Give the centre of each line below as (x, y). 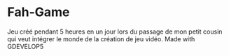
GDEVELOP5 (26, 46)
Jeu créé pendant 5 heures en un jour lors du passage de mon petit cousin (115, 31)
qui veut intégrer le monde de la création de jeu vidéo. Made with (101, 38)
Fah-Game (39, 12)
